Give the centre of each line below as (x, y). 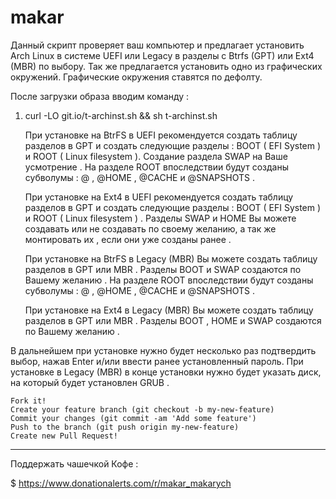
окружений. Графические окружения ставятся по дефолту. (136, 77)
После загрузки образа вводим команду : (100, 96)
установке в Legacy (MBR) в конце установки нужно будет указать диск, (166, 372)
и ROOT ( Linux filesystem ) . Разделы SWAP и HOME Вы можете (160, 218)
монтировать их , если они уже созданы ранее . (128, 239)
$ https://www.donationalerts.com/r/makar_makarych (121, 483)
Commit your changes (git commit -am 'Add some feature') (133, 418)
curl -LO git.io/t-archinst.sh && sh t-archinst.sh (121, 115)
